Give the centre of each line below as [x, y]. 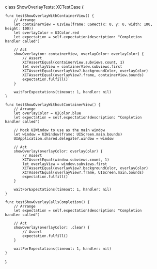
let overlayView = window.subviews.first [65, 164]
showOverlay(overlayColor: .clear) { [52, 227]
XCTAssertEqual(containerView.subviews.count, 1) [73, 62]
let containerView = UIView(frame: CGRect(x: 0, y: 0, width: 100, [83, 24]
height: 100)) [19, 29]
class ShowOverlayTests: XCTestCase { [44, 7]
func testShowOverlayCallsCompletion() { [47, 202]
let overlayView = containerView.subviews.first [72, 67]
